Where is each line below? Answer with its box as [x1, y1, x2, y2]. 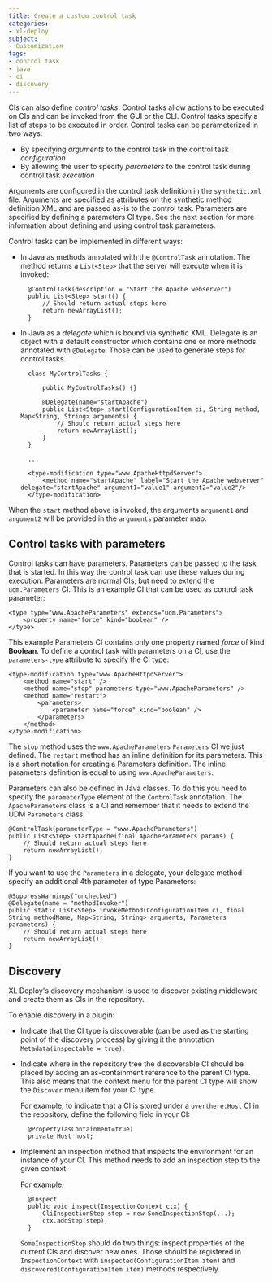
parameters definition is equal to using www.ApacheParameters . [8, 768, 214, 777]
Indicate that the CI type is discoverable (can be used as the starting [19, 1026, 249, 1036]
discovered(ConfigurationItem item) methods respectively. [19, 1264, 221, 1274]
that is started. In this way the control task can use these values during [8, 567, 245, 577]
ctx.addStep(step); [41, 1217, 108, 1225]
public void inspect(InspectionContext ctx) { [28, 1202, 188, 1211]
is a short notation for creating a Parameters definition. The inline [8, 759, 226, 769]
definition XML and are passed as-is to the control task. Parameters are [8, 203, 248, 212]
